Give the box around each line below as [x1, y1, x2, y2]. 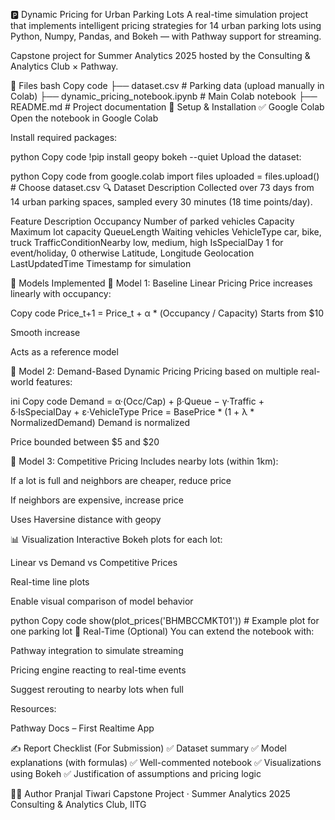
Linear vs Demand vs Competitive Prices [10, 557, 178, 568]
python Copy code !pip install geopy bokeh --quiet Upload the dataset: [10, 151, 302, 163]
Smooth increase [10, 327, 81, 338]
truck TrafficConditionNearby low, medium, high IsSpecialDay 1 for [10, 237, 284, 248]
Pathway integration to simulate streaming [10, 645, 184, 656]
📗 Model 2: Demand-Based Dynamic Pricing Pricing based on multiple [10, 365, 299, 377]
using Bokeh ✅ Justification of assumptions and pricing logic [10, 768, 262, 779]
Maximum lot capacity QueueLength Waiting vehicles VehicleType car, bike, [10, 226, 322, 238]
